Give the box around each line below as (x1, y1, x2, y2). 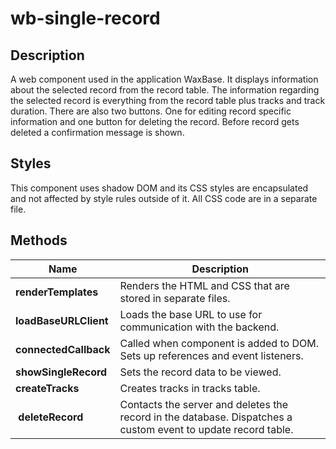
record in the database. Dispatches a (119, 410, 293, 424)
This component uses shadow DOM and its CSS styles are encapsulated (10, 182, 309, 194)
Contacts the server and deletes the (119, 397, 289, 411)
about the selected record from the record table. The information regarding (10, 84, 320, 96)
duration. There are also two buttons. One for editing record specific (10, 105, 292, 117)
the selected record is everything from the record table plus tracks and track (10, 95, 326, 106)
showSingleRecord (15, 365, 108, 379)
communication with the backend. (119, 320, 280, 334)
